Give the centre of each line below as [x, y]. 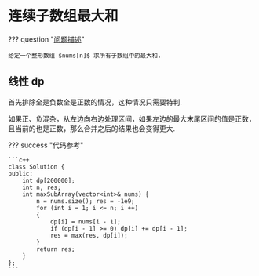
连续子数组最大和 [64, 16]
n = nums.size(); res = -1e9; [86, 201]
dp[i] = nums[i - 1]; [86, 222]
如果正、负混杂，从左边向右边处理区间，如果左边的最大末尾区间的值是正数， [132, 118]
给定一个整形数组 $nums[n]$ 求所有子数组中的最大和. [85, 56]
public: [21, 173]
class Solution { [36, 167]
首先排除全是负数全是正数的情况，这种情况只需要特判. [95, 102]
